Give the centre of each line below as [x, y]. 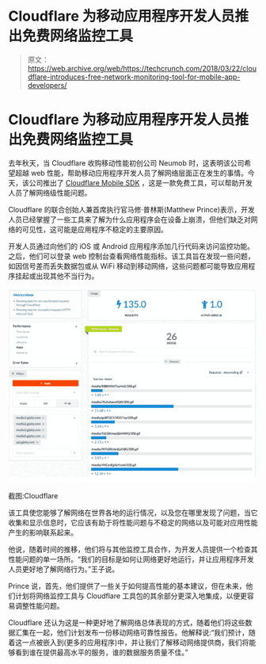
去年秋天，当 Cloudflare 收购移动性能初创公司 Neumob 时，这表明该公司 [126, 162]
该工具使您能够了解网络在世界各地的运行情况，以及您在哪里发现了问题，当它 [133, 513]
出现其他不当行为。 [67, 276]
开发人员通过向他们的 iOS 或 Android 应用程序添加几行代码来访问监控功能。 [131, 246]
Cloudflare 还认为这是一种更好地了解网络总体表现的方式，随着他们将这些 [127, 622]
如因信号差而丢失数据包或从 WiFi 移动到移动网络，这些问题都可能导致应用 [128, 265]
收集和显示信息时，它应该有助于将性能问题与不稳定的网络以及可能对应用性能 [133, 522]
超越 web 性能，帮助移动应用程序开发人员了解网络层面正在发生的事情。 [131, 173]
